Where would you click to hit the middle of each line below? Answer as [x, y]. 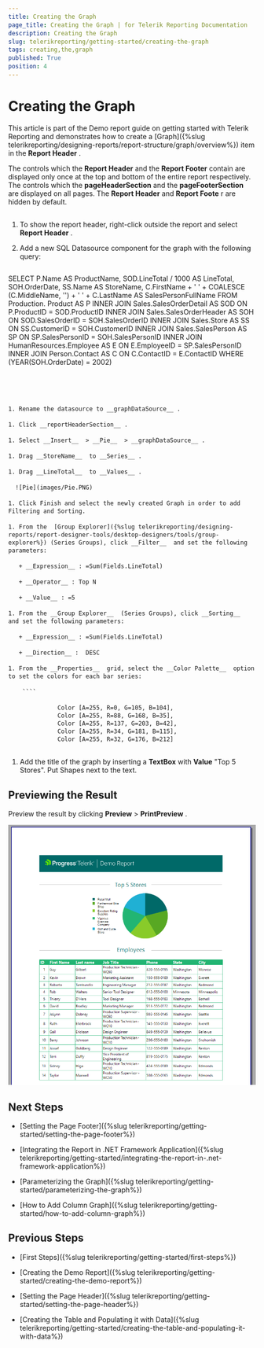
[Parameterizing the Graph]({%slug [77, 1181]
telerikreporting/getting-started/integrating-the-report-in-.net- [121, 1158]
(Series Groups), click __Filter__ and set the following [148, 543]
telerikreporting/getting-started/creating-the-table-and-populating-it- [132, 1328]
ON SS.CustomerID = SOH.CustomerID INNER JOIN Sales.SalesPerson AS [128, 329]
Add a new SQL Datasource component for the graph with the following [135, 249]
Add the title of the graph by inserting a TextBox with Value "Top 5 [128, 762]
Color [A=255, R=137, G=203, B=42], [117, 724]
